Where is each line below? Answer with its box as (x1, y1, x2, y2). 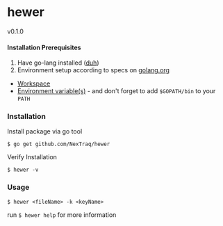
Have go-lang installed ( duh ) (17, 58, 99, 67)
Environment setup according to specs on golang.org (17, 66, 170, 74)
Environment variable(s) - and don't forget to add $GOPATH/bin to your (17, 87, 216, 95)
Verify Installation (7, 153, 58, 161)
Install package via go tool (7, 127, 83, 136)
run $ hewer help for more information (7, 210, 117, 219)
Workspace (17, 79, 51, 88)
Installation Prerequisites (7, 43, 81, 51)
